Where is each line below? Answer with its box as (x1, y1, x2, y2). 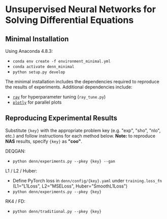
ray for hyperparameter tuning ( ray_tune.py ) (12, 94, 106, 100)
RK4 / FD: (5, 198, 25, 204)
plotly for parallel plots (12, 99, 62, 105)
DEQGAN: (5, 148, 26, 154)
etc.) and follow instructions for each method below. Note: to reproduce (5, 133, 156, 139)
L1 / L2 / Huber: (5, 168, 37, 174)
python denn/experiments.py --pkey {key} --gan (12, 159, 115, 164)
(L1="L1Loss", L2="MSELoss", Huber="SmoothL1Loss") (12, 183, 128, 189)
